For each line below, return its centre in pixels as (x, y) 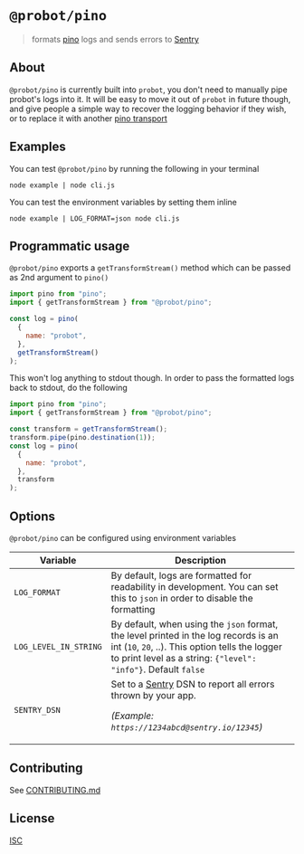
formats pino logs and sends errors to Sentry (115, 39)
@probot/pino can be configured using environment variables (123, 537)
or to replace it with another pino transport (88, 118)
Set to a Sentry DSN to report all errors (193, 684)
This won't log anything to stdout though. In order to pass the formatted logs (152, 378)
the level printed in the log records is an (195, 635)
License (32, 818)
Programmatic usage (70, 246)
